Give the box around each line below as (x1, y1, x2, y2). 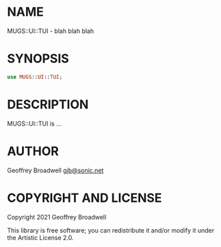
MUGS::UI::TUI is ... (7, 119, 62, 128)
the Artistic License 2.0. (7, 233, 74, 242)
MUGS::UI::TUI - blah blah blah (7, 27, 94, 35)
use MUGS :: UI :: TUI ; (7, 73, 63, 80)
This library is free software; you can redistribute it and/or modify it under (7, 226, 215, 234)
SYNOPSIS (7, 51, 70, 67)
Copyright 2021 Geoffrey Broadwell (7, 213, 107, 221)
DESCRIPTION (7, 97, 89, 112)
